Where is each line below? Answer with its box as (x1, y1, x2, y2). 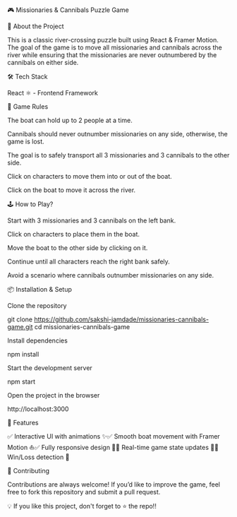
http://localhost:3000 (7, 405, 69, 413)
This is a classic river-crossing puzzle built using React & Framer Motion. (7, 36, 219, 44)
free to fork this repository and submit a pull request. (7, 488, 161, 496)
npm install (7, 350, 39, 358)
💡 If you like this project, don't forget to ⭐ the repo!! (7, 502, 157, 510)
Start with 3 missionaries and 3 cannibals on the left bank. (7, 216, 176, 225)
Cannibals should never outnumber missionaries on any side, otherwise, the (7, 130, 228, 138)
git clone (7, 315, 33, 323)
